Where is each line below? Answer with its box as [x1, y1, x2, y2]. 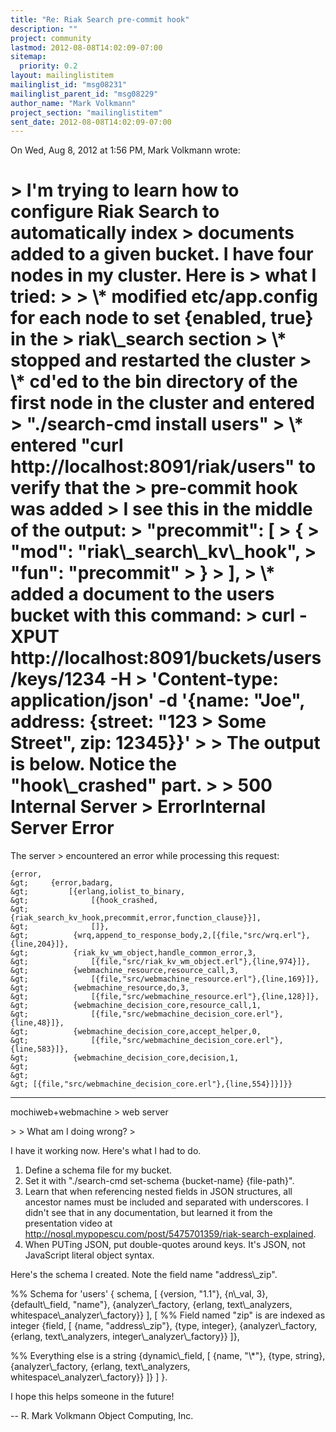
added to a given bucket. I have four [10, 243, 314, 266]
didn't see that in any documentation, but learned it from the [24, 1207, 273, 1219]
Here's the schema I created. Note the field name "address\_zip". [10, 1269, 278, 1281]
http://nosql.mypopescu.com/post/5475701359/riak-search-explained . [24, 1228, 317, 1240]
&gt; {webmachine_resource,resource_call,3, [10, 966, 240, 976]
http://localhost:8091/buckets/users [10, 647, 322, 670]
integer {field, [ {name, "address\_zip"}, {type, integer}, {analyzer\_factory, [10, 1320, 318, 1332]
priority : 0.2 [19, 61, 78, 71]
